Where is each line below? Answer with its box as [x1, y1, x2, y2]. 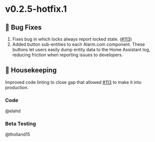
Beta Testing [5, 120, 36, 127]
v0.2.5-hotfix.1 [5, 3, 67, 15]
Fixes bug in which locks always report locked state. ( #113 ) [12, 36, 132, 42]
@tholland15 [5, 132, 31, 138]
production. [5, 84, 29, 90]
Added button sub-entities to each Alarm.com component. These [12, 41, 145, 47]
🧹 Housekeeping [5, 66, 57, 74]
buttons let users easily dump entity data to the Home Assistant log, [12, 47, 151, 52]
